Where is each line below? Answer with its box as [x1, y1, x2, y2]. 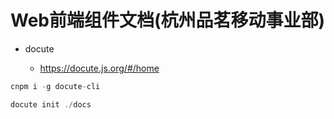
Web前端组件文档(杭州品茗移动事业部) [10, 9, 326, 32]
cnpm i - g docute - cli [10, 81, 101, 91]
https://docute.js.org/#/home [39, 62, 160, 74]
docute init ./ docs [10, 99, 92, 110]
